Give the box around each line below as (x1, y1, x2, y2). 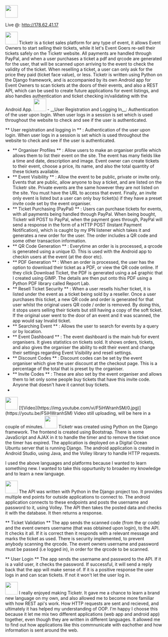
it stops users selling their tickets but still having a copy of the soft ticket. (12, 307, 162, 313)
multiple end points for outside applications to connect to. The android (5, 494, 150, 500)
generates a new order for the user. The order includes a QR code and (12, 233, 157, 238)
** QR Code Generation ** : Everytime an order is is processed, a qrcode (12, 243, 162, 249)
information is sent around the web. (5, 627, 78, 633)
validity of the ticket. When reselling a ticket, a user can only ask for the (5, 66, 152, 72)
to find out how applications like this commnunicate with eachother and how (5, 622, 162, 627)
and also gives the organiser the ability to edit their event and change (12, 345, 155, 350)
